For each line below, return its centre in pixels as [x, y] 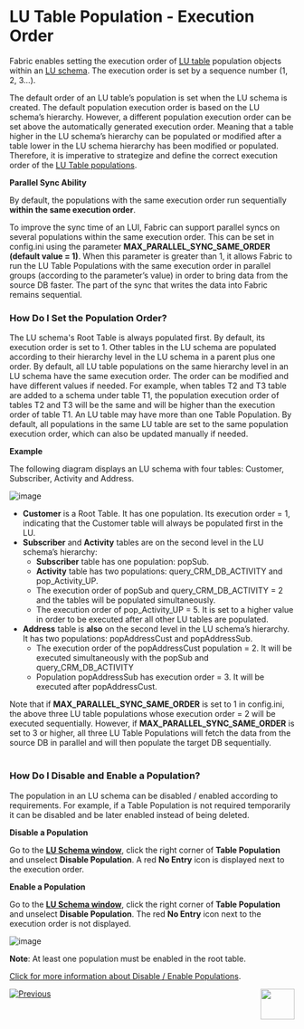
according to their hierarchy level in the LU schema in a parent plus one [142, 357]
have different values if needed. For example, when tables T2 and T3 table [148, 386]
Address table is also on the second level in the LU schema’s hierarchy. [156, 629]
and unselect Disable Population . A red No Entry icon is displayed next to [147, 859]
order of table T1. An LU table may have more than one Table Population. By [151, 414]
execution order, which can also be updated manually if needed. [129, 434]
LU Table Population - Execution [132, 17]
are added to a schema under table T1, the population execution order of [144, 395]
